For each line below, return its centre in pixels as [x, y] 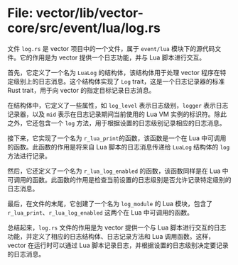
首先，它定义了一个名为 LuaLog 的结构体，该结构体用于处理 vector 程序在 [114, 72]
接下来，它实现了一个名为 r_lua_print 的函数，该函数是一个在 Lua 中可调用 [117, 138]
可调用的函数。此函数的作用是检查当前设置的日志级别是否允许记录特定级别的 [119, 179]
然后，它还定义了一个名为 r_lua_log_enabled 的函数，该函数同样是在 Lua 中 [118, 171]
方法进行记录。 [29, 156]
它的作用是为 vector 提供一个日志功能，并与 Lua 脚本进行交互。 [113, 57]
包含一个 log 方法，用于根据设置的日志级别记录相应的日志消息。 [132, 123]
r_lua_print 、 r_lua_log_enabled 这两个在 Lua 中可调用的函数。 [101, 212]
